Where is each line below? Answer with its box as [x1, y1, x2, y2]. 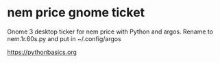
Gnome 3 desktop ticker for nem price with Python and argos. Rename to [7, 27, 214, 36]
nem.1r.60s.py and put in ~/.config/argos [7, 34, 121, 42]
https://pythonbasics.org [7, 48, 77, 56]
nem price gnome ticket [7, 5, 145, 21]
